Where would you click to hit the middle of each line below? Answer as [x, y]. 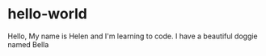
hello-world [48, 14]
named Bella [28, 44]
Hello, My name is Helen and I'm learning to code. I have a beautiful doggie [133, 36]
